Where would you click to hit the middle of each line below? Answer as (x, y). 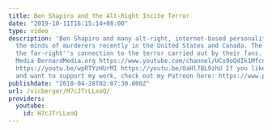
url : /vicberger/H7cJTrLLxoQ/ (59, 91)
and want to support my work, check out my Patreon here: (116, 76)
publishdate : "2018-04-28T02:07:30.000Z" (79, 83)
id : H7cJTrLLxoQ (51, 114)
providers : (27, 99)
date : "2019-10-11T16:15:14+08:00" (68, 23)
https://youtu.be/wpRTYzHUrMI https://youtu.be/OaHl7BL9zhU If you (132, 69)
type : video (28, 31)
